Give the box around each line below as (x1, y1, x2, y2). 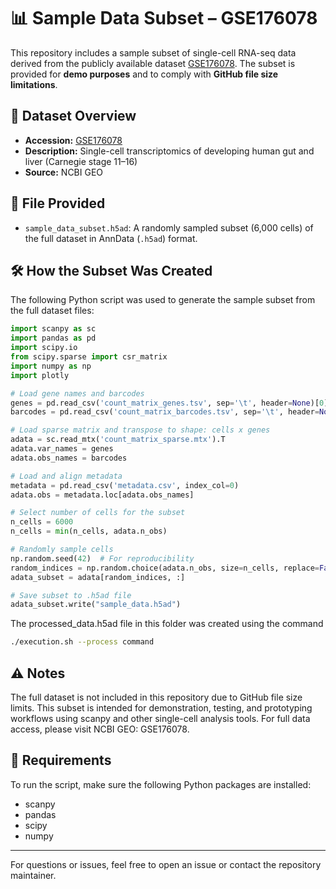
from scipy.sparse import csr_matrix (10, 352, 168, 362)
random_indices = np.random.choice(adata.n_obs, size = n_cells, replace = (10, 563, 320, 573)
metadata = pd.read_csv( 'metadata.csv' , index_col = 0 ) (10, 480, 240, 490)
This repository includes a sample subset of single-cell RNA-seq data (10, 46, 297, 59)
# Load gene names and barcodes (10, 388, 145, 399)
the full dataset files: (10, 305, 95, 317)
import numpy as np (10, 361, 92, 371)
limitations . (10, 78, 58, 90)
